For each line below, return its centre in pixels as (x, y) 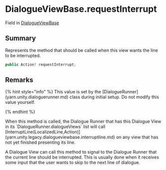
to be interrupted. (23, 55)
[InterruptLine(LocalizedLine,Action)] (43, 132)
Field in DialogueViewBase (32, 23)
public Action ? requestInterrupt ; (41, 64)
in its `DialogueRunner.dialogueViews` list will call (55, 127)
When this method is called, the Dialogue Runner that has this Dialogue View (83, 122)
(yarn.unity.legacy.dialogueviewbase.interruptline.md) (60, 137)
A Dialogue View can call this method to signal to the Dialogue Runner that (81, 152)
